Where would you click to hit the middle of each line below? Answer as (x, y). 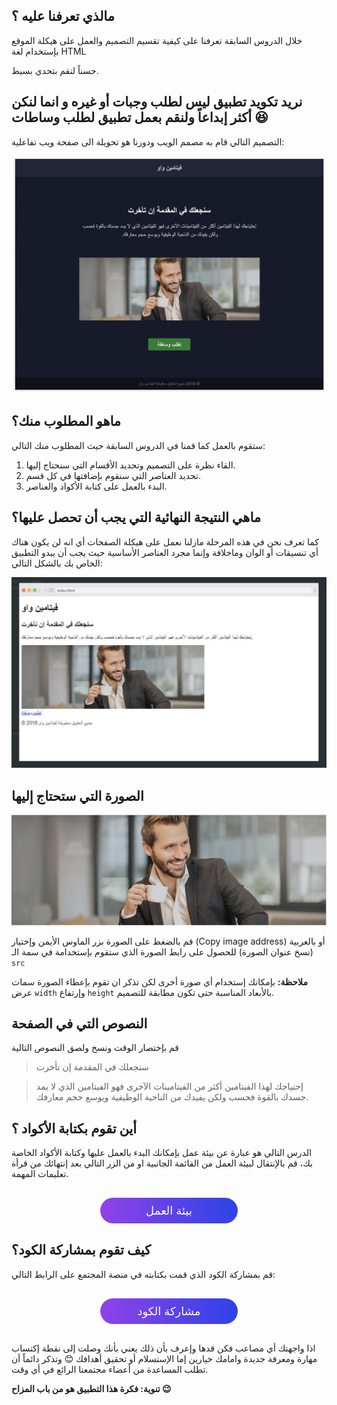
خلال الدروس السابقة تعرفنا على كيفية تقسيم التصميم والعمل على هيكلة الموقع (157, 40)
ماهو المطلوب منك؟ (66, 421)
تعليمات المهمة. (40, 1174)
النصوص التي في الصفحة (79, 1023)
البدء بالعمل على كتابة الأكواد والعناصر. (96, 486)
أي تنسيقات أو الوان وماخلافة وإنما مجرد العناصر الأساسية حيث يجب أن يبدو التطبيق (165, 552)
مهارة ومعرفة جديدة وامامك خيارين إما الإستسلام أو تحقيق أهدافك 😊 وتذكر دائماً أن (164, 1358)
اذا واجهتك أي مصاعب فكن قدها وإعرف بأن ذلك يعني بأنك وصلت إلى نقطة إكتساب (163, 1348)
